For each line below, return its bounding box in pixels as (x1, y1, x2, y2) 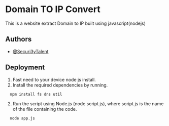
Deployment (5, 63, 45, 72)
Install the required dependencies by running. (12, 82, 108, 88)
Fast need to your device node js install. (12, 76, 96, 82)
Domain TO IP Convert (5, 4, 100, 15)
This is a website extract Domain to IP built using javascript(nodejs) (5, 20, 146, 26)
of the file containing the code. (12, 106, 77, 112)
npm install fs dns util (10, 92, 62, 97)
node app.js (10, 116, 36, 121)
